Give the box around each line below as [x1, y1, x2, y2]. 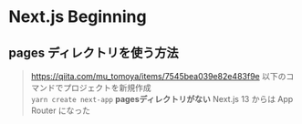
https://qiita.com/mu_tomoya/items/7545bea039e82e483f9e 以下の [30, 71, 286, 81]
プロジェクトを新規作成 [62, 82, 151, 93]
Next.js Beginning [8, 6, 147, 27]
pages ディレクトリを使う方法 [8, 45, 179, 60]
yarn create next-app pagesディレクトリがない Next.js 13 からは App [30, 94, 294, 104]
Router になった [30, 105, 91, 116]
